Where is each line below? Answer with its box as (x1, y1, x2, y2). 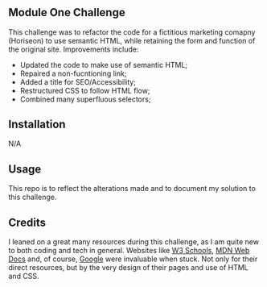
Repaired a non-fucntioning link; (19, 69, 127, 78)
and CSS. (8, 272, 39, 281)
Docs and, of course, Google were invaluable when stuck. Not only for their (8, 254, 258, 264)
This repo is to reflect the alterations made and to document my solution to (8, 184, 256, 193)
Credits (8, 215, 47, 229)
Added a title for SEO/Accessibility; (19, 77, 137, 86)
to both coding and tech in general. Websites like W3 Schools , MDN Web (8, 246, 250, 256)
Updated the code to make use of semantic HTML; (19, 60, 188, 69)
